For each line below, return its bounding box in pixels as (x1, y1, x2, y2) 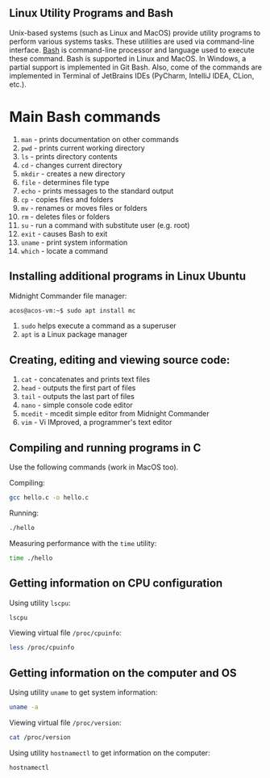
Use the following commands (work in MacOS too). (9, 462, 179, 472)
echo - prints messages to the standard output (20, 186, 174, 196)
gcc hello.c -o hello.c (9, 494, 89, 502)
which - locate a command (20, 246, 108, 255)
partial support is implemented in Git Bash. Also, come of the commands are (9, 62, 263, 72)
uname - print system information (20, 238, 128, 247)
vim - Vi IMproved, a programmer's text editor (20, 418, 172, 427)
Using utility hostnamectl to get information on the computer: (9, 747, 210, 758)
